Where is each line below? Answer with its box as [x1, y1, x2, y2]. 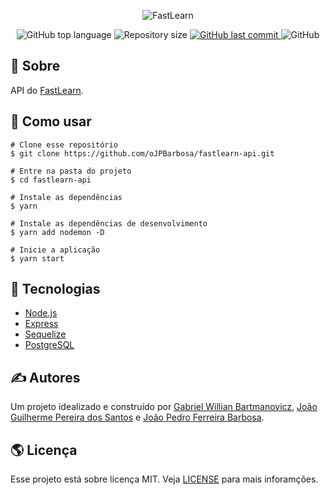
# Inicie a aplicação [10, 245, 101, 255]
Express [24, 318, 59, 330]
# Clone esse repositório [10, 140, 118, 150]
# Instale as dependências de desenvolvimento [10, 218, 208, 229]
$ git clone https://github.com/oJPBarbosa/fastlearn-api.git [10, 148, 275, 159]
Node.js [24, 307, 58, 319]
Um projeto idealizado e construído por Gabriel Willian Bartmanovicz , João [10, 401, 318, 413]
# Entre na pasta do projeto [10, 166, 132, 176]
